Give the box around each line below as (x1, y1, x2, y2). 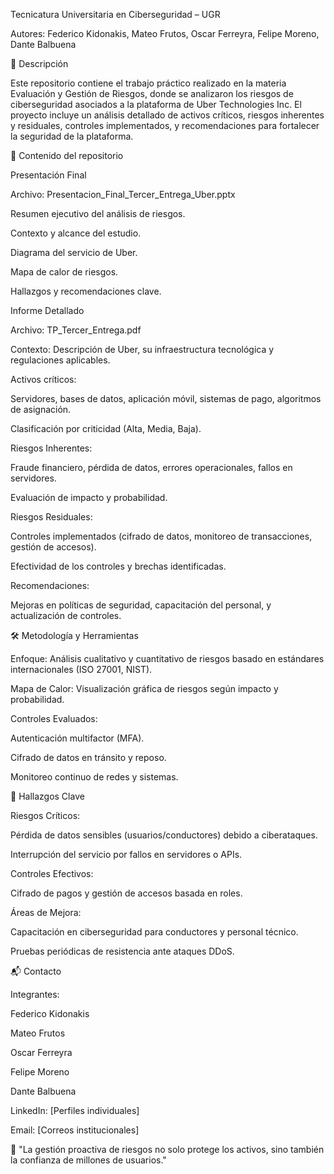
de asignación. (10, 404, 72, 415)
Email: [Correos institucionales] (10, 1124, 140, 1136)
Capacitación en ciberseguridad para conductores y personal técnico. (10, 926, 299, 938)
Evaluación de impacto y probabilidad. (10, 492, 168, 503)
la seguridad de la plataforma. (10, 130, 134, 142)
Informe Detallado (10, 305, 85, 316)
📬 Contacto (10, 965, 62, 977)
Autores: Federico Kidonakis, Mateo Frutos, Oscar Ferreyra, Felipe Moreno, (10, 28, 320, 39)
